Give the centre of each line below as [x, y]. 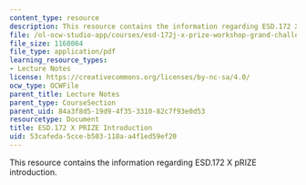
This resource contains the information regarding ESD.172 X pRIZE [133, 162]
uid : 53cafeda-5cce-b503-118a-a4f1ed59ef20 [93, 137]
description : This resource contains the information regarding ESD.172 [150, 26]
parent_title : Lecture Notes [65, 94]
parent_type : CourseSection [63, 103]
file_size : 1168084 [46, 43]
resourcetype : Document [55, 119]
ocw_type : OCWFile [44, 86]
